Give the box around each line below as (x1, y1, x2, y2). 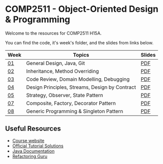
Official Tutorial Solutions (12, 143, 64, 149)
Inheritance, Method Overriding (26, 67, 99, 74)
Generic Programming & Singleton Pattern (26, 107, 123, 114)
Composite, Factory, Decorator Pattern (26, 99, 116, 106)
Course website (12, 137, 44, 143)
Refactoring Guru (12, 153, 48, 159)
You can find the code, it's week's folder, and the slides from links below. (5, 39, 154, 45)
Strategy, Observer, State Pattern (26, 92, 104, 98)
